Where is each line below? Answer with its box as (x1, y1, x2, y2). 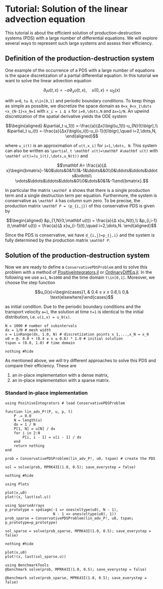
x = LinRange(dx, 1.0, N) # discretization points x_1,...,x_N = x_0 (5, 332, 149, 337)
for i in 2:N (14, 430, 40, 436)
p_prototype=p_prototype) (5, 520, 57, 525)
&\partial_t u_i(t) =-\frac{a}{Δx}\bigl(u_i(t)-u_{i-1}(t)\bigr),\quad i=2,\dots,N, (7, 128, 157, 133)
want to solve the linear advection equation (5, 77, 91, 83)
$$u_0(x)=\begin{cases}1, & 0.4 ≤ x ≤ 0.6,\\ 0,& (35, 289, 129, 295)
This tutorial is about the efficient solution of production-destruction (5, 30, 142, 36)
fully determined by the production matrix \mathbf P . (5, 237, 110, 243)
